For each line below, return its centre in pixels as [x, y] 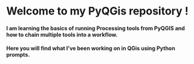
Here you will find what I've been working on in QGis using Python [91, 48]
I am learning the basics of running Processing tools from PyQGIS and [96, 28]
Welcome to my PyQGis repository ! [97, 11]
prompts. [18, 55]
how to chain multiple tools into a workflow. [62, 34]
